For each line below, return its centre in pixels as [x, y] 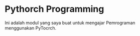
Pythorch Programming [54, 9]
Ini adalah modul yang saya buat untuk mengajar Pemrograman [70, 23]
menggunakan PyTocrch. [31, 28]
